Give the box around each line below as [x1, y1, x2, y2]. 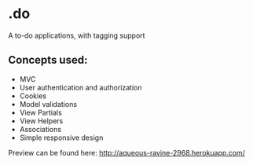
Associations [19, 124, 61, 134]
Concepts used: [8, 53, 88, 67]
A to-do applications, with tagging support [8, 31, 145, 40]
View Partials [19, 108, 63, 117]
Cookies [19, 91, 47, 101]
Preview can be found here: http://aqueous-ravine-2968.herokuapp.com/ [8, 148, 246, 157]
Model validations [19, 99, 77, 108]
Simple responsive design [19, 133, 104, 142]
